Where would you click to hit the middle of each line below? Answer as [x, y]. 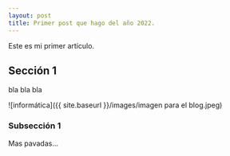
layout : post [30, 16]
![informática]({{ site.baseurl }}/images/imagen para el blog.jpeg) [115, 105]
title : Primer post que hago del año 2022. [82, 23]
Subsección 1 [35, 126]
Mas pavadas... [33, 143]
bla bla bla [25, 90]
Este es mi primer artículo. [51, 45]
